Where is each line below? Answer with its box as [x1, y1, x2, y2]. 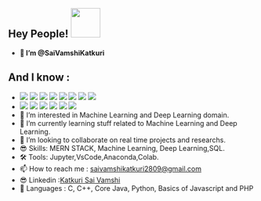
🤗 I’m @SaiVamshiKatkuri [19, 48, 105, 57]
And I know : [8, 71, 71, 84]
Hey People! [8, 27, 69, 41]
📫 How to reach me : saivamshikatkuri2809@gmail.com [19, 163, 202, 173]
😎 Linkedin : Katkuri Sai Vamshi [19, 175, 121, 185]
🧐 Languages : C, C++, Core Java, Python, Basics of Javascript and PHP [19, 183, 254, 192]
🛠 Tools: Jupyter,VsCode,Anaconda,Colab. [19, 152, 159, 161]
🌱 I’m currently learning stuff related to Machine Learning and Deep [19, 118, 237, 127]
